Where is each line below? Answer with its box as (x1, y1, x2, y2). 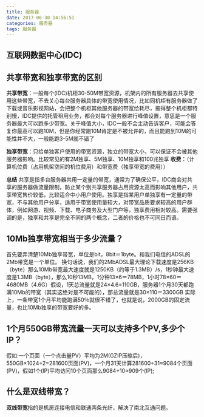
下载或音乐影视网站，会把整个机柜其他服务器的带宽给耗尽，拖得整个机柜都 (6, 104, 192, 112)
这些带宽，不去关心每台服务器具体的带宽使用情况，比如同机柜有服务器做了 (11, 97, 198, 104)
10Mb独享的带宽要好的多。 (27, 304, 95, 311)
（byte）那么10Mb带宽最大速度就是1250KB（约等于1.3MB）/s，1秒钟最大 (6, 266, 189, 273)
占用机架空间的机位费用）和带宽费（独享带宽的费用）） (32, 163, 169, 171)
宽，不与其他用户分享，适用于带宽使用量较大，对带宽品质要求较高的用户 (6, 198, 187, 206)
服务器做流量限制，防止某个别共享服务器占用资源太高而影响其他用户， (16, 183, 192, 191)
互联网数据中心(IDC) (6, 50, 83, 60)
